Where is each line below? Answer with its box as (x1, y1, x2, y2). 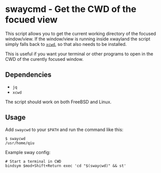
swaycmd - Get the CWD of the (5, 3, 136, 15)
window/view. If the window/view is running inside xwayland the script (5, 36, 150, 42)
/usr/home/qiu (5, 141, 35, 146)
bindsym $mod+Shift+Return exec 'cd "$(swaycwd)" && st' (5, 163, 126, 168)
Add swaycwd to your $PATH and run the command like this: (5, 126, 123, 133)
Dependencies (5, 71, 51, 79)
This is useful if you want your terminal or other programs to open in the (5, 51, 153, 57)
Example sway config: (5, 149, 51, 155)
